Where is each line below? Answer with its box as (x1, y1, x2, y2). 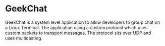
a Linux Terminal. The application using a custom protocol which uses (5, 24, 148, 30)
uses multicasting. (5, 35, 43, 41)
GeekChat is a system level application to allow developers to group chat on (5, 19, 160, 25)
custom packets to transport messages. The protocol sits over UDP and (5, 30, 151, 36)
